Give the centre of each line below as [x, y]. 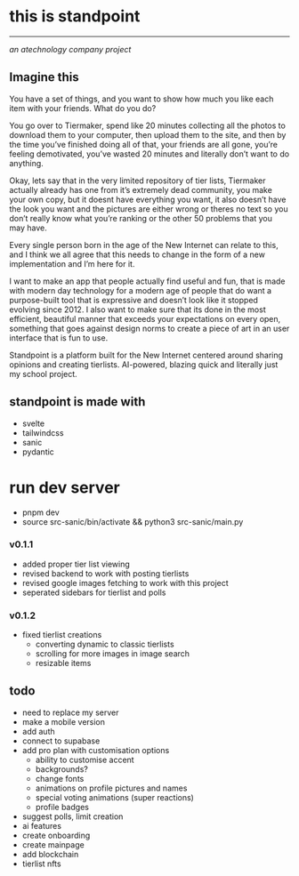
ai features [42, 825]
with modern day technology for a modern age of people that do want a [141, 290]
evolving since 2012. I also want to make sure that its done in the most [137, 309]
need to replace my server [70, 712]
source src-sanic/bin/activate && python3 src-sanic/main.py [133, 521]
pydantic [38, 452]
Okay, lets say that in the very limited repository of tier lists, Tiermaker [137, 181]
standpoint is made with [77, 402]
